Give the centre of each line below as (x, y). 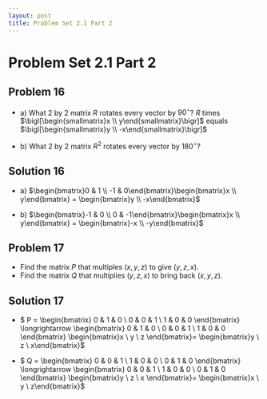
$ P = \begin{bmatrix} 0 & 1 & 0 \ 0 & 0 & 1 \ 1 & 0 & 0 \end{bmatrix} (130, 320)
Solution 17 (36, 300)
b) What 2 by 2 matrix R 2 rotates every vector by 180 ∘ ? (110, 146)
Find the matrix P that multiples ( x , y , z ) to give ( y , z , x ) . (109, 267)
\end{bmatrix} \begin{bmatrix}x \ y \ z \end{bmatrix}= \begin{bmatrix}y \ (139, 337)
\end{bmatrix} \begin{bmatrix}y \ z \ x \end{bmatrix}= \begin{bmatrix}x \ (139, 378)
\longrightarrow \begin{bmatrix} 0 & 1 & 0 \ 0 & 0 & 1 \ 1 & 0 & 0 (123, 329)
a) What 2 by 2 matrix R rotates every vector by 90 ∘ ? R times (120, 112)
